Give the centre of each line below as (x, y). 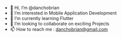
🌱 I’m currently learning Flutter (42, 18)
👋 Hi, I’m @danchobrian (35, 8)
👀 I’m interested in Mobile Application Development (63, 13)
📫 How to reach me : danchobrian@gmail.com (59, 29)
